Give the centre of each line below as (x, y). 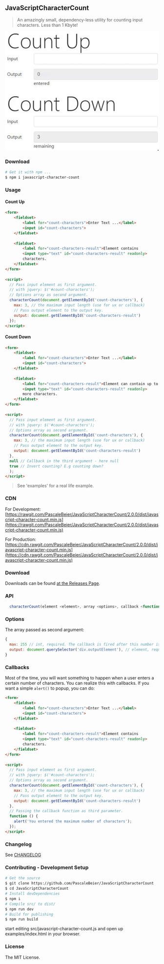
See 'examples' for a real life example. (55, 486)
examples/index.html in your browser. (43, 934)
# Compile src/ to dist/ (30, 904)
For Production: (21, 539)
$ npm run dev (20, 909)
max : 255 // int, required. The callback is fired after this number (82, 645)
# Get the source (23, 878)
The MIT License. (23, 957)
